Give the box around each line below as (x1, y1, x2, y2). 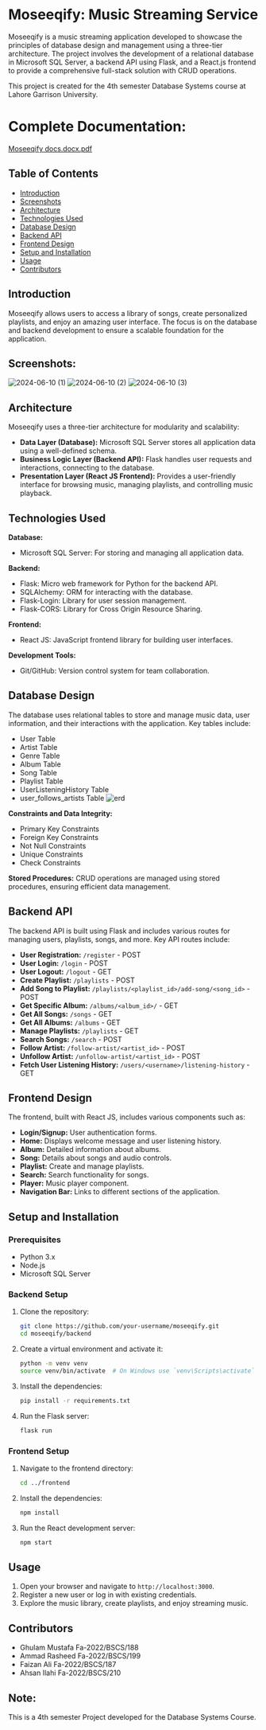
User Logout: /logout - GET (19, 967, 112, 976)
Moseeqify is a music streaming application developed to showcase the (8, 32, 242, 41)
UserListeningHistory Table (19, 784, 110, 794)
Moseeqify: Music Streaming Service (8, 6, 259, 24)
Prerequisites (8, 1234, 61, 1245)
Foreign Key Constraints (19, 832, 99, 842)
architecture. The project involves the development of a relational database (8, 49, 254, 58)
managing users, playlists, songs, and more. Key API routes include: (8, 934, 230, 944)
